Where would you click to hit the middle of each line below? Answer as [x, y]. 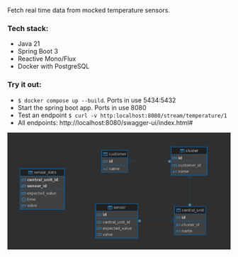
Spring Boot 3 [38, 52]
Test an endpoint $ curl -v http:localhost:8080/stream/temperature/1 [122, 115]
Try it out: [24, 85]
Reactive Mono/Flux [47, 59]
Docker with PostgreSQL [53, 66]
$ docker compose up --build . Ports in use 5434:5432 [97, 100]
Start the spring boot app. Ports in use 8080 [82, 107]
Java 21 [29, 44]
